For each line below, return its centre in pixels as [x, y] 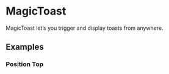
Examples [25, 47]
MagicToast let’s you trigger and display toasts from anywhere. [84, 28]
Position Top [25, 64]
